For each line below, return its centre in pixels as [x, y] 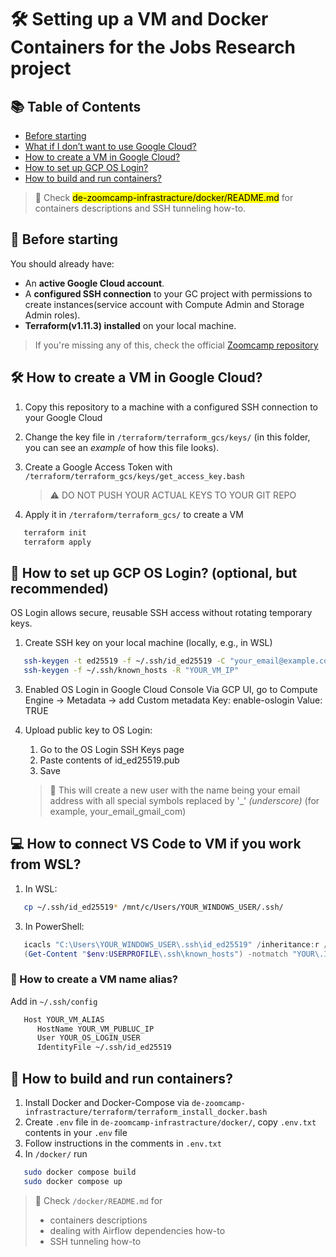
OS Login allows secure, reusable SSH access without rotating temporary [161, 613]
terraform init [55, 532]
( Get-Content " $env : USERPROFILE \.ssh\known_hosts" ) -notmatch [155, 954]
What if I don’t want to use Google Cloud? [110, 146]
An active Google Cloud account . [94, 283]
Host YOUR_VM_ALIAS [64, 1019]
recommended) [59, 588]
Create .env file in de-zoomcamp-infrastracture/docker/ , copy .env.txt [170, 1122]
